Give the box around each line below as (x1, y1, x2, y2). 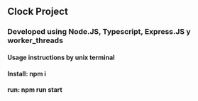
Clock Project (7, 6, 69, 18)
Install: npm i (7, 69, 46, 78)
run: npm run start (7, 85, 62, 94)
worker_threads (7, 35, 64, 45)
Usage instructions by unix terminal (7, 53, 115, 61)
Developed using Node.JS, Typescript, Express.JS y (7, 27, 191, 37)
